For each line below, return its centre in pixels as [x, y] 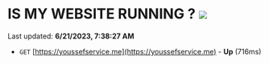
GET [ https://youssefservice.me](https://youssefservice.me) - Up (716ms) [140, 51]
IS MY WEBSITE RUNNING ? [102, 14]
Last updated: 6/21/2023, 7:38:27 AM [71, 36]
